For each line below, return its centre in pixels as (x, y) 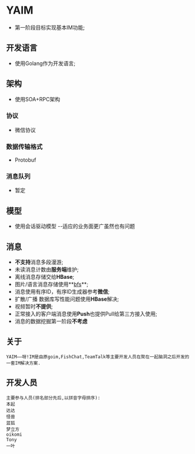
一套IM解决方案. (23, 363)
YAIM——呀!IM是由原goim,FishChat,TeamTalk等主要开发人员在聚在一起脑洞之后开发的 (98, 357)
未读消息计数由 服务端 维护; (47, 269)
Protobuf (25, 160)
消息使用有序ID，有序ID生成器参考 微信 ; (62, 292)
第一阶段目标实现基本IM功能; (50, 27)
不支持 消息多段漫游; (39, 262)
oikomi (14, 434)
